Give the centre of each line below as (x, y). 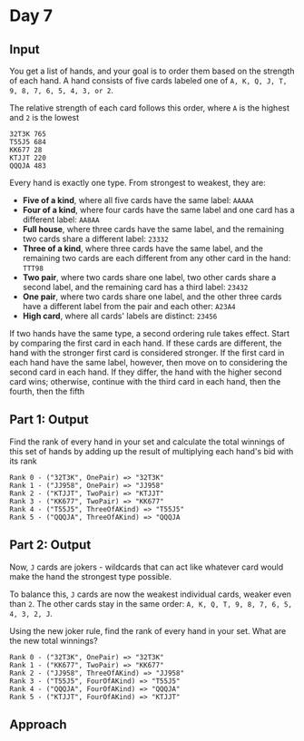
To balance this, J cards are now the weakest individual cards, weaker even (151, 594)
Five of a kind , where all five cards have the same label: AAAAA (138, 200)
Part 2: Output (50, 545)
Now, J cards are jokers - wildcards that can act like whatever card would (147, 567)
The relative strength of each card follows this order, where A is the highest (150, 108)
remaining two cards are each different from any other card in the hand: (157, 258)
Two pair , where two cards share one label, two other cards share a (149, 277)
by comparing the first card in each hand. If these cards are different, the (146, 343)
